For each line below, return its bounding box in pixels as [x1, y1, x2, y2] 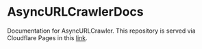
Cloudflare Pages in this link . [7, 33, 88, 42]
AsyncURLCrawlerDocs [7, 4, 144, 20]
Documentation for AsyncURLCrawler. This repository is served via [7, 27, 197, 35]
